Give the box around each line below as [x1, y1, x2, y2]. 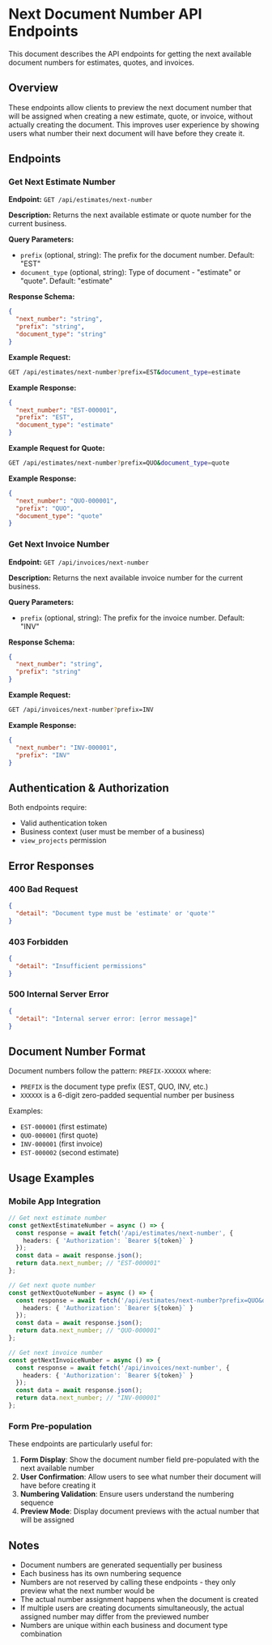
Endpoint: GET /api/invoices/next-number [8, 557, 150, 567]
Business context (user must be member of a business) [19, 827, 205, 837]
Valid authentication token [19, 818, 108, 828]
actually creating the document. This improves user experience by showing [8, 119, 260, 130]
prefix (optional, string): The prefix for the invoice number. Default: [19, 613, 245, 623]
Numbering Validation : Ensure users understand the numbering [19, 1489, 235, 1499]
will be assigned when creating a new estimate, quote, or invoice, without [8, 111, 253, 121]
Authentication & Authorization [8, 781, 170, 795]
